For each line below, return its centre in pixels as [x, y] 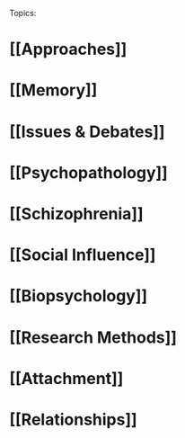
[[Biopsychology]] [79, 296]
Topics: [23, 13]
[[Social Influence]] [83, 255]
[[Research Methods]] [93, 337]
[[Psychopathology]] [88, 172]
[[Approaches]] [68, 49]
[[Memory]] [53, 90]
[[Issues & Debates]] [87, 132]
